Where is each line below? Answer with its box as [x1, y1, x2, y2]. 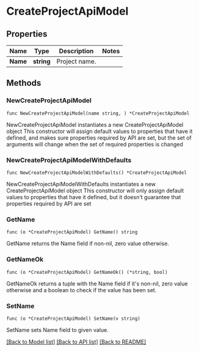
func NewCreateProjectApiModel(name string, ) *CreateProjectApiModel [6, 110, 190, 116]
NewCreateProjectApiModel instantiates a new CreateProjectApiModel [6, 121, 184, 128]
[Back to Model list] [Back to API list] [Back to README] [6, 338, 147, 345]
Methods [6, 78, 42, 88]
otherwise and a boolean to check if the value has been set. [6, 286, 157, 293]
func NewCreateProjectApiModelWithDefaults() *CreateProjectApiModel [6, 170, 187, 176]
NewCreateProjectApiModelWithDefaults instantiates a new [6, 180, 156, 187]
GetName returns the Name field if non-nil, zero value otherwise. [6, 240, 170, 247]
